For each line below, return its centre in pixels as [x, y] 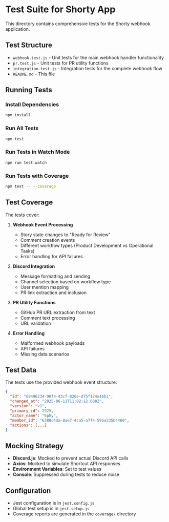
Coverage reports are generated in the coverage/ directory [74, 514]
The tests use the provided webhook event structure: [61, 382]
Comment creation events [48, 240]
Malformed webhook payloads [52, 343]
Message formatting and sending [55, 276]
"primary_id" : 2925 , [32, 411]
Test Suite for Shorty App [60, 9]
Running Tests [29, 90]
